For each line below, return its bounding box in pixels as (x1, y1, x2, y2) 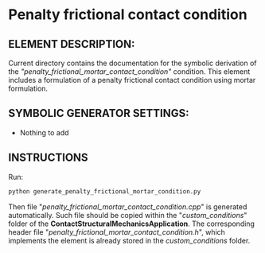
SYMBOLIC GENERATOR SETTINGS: (8, 107, 189, 120)
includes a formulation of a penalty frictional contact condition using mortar (8, 76, 256, 84)
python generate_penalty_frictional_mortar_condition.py (8, 187, 201, 196)
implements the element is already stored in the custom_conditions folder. (8, 235, 251, 245)
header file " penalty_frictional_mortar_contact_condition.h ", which (8, 227, 225, 236)
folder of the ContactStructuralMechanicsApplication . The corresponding (8, 219, 255, 228)
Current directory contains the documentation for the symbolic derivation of (8, 58, 257, 68)
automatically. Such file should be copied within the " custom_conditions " (8, 210, 247, 220)
